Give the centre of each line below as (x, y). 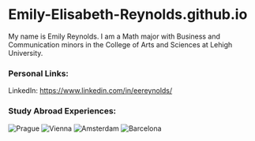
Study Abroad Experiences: (62, 111)
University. (26, 53)
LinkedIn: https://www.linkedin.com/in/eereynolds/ (90, 91)
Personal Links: (39, 73)
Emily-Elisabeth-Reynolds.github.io (128, 15)
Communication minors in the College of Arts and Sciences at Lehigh (120, 44)
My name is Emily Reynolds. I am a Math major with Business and (114, 36)
